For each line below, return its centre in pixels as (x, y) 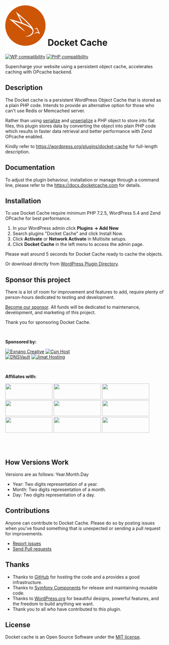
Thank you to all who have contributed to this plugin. (67, 609)
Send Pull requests (32, 549)
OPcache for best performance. (38, 218)
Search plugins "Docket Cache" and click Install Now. (68, 234)
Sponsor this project (38, 280)
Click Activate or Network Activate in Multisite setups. (69, 239)
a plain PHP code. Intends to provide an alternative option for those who (80, 105)
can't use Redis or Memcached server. (45, 111)
